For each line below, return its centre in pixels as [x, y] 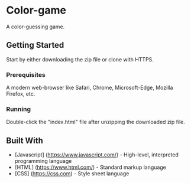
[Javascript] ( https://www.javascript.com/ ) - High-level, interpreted [97, 155]
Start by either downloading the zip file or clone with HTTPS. [80, 59]
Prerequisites [26, 74]
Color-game [36, 10]
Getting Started [35, 45]
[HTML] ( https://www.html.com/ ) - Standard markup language [90, 167]
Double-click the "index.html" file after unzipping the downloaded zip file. [96, 122]
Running [19, 109]
